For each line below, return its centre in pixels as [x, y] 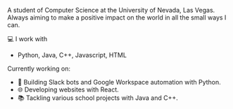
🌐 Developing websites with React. [68, 89]
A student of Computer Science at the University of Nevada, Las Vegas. [111, 10]
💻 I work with [27, 39]
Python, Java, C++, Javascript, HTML [72, 55]
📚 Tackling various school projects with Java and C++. [97, 98]
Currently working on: [39, 68]
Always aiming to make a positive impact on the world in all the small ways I [117, 17]
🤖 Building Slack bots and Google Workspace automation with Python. [119, 82]
